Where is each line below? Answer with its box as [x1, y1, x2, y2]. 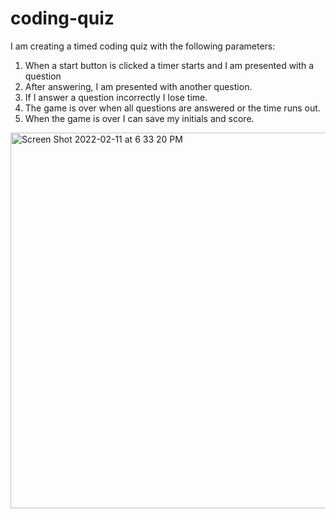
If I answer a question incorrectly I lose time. [24, 91, 208, 103]
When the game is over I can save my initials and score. [24, 112, 255, 124]
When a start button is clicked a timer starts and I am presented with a [24, 59, 315, 71]
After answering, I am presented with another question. [24, 80, 253, 92]
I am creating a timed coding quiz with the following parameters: [10, 40, 276, 52]
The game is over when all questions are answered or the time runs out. [24, 102, 321, 114]
